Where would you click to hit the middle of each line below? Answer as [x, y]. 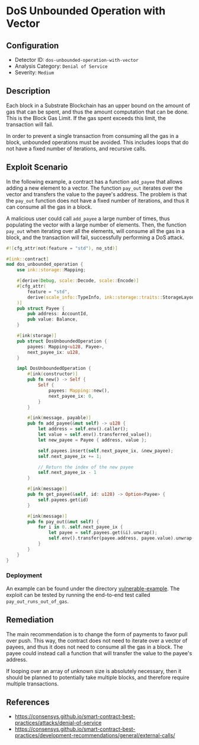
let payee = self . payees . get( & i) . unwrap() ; [103, 533]
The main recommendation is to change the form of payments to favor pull [97, 634]
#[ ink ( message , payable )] [60, 418]
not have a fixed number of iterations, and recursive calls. [76, 148]
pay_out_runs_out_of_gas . [38, 601]
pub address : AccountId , [58, 314]
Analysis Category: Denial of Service [61, 66]
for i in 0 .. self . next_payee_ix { [80, 527]
